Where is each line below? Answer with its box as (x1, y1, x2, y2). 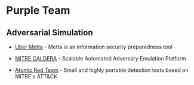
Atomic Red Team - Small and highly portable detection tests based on (14, 66, 189, 74)
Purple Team (6, 4, 70, 17)
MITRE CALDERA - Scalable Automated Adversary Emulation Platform (14, 55, 186, 62)
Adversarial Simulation (6, 28, 93, 38)
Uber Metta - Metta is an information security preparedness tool (14, 43, 173, 50)
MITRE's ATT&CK (14, 73, 58, 80)
